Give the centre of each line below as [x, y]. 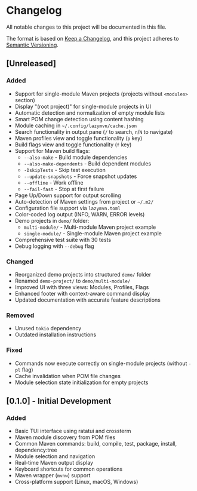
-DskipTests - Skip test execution [64, 170]
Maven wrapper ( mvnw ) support [53, 475]
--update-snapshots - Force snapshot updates [80, 176]
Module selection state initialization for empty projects [81, 382]
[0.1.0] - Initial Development [59, 401]
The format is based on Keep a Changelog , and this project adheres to [93, 38]
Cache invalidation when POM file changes [68, 376]
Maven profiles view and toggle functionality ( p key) [79, 138]
